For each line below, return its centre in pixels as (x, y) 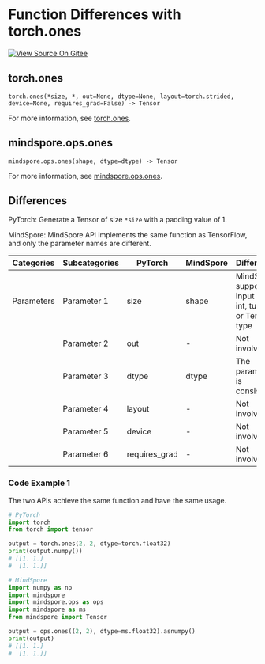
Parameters (34, 301)
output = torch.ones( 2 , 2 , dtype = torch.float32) (90, 544)
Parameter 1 (86, 301)
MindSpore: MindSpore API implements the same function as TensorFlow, (128, 235)
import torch (30, 522)
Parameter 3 (86, 376)
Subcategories (91, 263)
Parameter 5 (86, 431)
